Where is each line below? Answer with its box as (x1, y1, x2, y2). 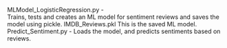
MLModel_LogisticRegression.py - (7, 6, 105, 14)
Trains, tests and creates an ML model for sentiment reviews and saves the (7, 13, 220, 21)
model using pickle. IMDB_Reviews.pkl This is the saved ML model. (7, 20, 197, 28)
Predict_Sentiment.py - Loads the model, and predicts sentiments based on (7, 27, 221, 35)
